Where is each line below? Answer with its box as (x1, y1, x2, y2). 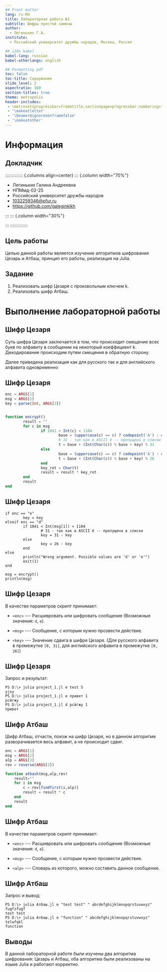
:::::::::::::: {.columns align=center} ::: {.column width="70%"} (5, 172, 129, 178)
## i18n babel (5, 48, 35, 54)
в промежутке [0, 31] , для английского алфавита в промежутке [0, (12, 642, 158, 648)
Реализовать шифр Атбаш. (12, 288, 69, 294)
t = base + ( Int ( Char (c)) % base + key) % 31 (58, 442, 155, 447)
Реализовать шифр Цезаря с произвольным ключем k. (12, 283, 129, 289)
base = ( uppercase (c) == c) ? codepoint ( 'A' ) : (58, 451, 159, 456)
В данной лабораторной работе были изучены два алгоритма (5, 951, 136, 957)
